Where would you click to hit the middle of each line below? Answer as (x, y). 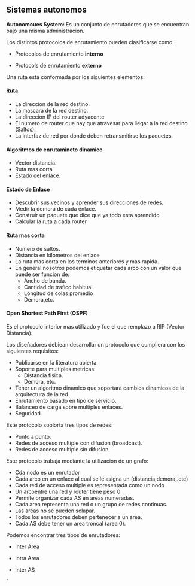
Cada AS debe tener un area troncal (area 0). (70, 523)
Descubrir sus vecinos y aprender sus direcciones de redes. (89, 202)
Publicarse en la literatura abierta (56, 362)
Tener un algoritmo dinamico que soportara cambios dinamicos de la (100, 388)
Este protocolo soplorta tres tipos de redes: (60, 425)
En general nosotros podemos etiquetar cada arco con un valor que (98, 268)
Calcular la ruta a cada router (51, 221)
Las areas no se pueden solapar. (55, 511)
